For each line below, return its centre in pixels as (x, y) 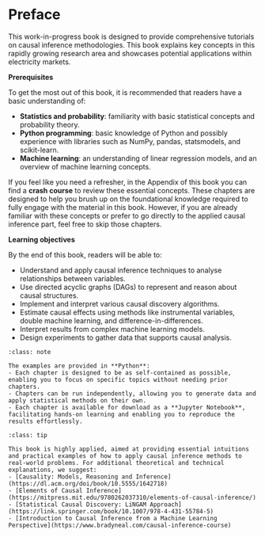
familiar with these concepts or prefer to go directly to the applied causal (127, 215)
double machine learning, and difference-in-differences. (111, 320)
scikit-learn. (39, 150)
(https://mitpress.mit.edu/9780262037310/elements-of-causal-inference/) (132, 497)
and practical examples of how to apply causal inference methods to (125, 456)
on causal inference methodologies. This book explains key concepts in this (132, 44)
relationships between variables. (72, 278)
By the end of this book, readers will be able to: (85, 254)
